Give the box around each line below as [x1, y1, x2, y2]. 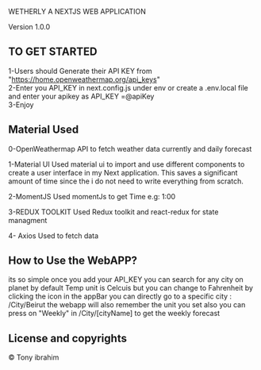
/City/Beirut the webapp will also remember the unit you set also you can [8, 300, 246, 310]
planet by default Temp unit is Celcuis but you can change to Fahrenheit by [8, 283, 254, 293]
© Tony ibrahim [8, 353, 59, 362]
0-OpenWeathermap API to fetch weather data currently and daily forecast [8, 144, 252, 153]
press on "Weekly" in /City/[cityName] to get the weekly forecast [8, 309, 221, 318]
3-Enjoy [8, 99, 34, 110]
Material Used [8, 123, 79, 137]
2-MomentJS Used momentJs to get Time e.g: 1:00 [8, 191, 176, 201]
